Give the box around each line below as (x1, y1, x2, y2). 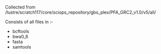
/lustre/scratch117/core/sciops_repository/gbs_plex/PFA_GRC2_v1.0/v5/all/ (5, 9, 156, 15)
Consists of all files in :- (5, 19, 54, 25)
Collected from (5, 4, 36, 10)
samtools (12, 44, 31, 50)
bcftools (12, 28, 30, 34)
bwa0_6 (12, 34, 29, 39)
